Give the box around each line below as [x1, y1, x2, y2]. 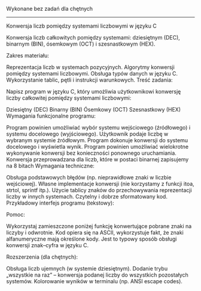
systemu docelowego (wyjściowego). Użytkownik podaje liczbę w [6, 130, 169, 137]
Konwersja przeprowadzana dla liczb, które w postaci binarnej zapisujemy [6, 156, 189, 163]
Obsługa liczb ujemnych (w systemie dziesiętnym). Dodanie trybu [6, 265, 168, 272]
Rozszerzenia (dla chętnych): [6, 253, 78, 260]
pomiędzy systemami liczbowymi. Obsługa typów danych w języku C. [6, 70, 178, 77]
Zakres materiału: [6, 52, 49, 59]
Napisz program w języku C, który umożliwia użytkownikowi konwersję [6, 88, 181, 95]
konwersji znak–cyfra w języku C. [6, 242, 89, 248]
